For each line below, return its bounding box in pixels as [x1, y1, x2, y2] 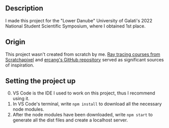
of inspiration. [5, 62, 35, 68]
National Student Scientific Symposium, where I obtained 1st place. [5, 23, 146, 29]
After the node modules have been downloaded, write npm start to [12, 112, 153, 118]
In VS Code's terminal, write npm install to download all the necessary [12, 101, 162, 107]
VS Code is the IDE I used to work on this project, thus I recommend [12, 90, 155, 96]
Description [5, 4, 43, 13]
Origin [5, 38, 25, 46]
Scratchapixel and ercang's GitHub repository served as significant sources [5, 56, 164, 62]
